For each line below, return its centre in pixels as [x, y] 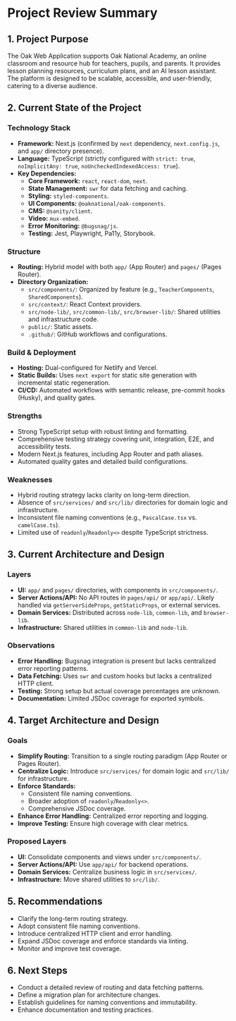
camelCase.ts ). [38, 525]
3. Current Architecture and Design [86, 555]
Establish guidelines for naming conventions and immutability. [107, 1003]
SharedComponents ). [55, 297]
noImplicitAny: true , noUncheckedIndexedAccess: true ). [99, 166]
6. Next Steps [38, 971]
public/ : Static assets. [60, 326]
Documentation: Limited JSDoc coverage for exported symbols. [111, 698]
